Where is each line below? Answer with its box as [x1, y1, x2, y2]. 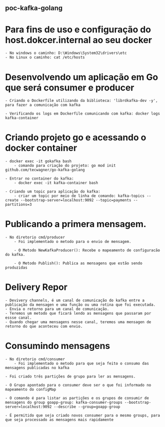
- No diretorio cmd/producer [5, 235, 65, 240]
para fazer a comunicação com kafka [5, 102, 81, 108]
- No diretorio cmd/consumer [5, 357, 65, 362]
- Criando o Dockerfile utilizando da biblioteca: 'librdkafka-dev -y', [5, 98, 158, 103]
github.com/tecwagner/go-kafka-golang [5, 168, 85, 173]
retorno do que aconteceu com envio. [5, 324, 83, 329]
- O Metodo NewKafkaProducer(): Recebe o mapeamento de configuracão [14, 248, 161, 253]
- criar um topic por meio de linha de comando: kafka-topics [14, 193, 145, 198]
